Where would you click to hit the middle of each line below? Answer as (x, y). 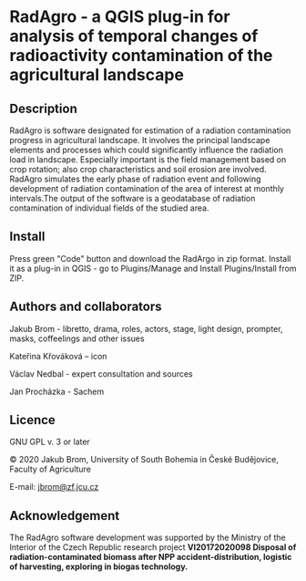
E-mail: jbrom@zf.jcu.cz (54, 487)
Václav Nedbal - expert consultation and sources (101, 373)
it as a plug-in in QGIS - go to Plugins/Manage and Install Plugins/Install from (153, 268)
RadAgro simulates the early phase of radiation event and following (135, 179)
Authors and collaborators (86, 307)
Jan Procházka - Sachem (57, 391)
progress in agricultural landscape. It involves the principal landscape (140, 140)
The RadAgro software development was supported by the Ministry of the (148, 538)
